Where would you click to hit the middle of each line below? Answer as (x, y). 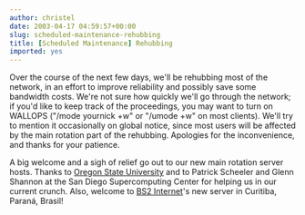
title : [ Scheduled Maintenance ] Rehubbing (91, 43)
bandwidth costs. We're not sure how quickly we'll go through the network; (150, 97)
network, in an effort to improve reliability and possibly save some (133, 87)
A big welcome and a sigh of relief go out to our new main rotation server (147, 162)
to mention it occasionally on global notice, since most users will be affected (152, 126)
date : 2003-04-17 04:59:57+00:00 (73, 26)
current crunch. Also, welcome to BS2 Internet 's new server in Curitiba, (143, 191)
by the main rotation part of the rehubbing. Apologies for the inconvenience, (152, 135)
